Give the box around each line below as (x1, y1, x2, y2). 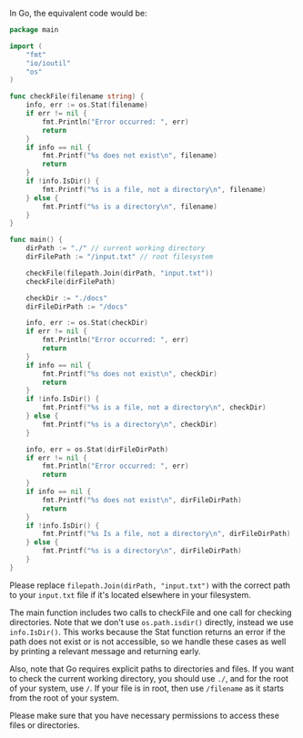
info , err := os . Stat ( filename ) (25, 100, 148, 110)
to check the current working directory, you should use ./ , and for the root (9, 672, 289, 683)
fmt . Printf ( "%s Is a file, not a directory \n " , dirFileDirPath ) (42, 530, 291, 539)
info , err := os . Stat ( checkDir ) (25, 318, 148, 328)
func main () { (9, 236, 64, 245)
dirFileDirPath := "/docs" (25, 302, 128, 311)
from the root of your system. (9, 692, 120, 703)
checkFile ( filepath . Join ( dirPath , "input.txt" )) (25, 268, 214, 278)
